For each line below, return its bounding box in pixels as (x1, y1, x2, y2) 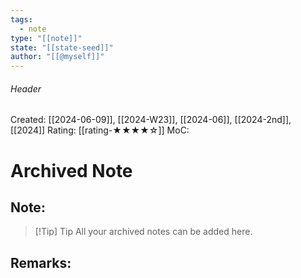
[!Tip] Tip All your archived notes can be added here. (34, 226, 253, 238)
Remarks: (10, 254, 72, 271)
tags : (10, 14, 33, 25)
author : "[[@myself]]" (10, 52, 105, 62)
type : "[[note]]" (10, 33, 83, 43)
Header (10, 82, 42, 95)
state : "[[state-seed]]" (10, 42, 114, 53)
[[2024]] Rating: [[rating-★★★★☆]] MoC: (10, 124, 190, 136)
